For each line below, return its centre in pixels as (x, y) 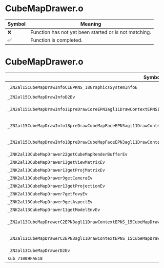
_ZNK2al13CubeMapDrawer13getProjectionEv (56, 186)
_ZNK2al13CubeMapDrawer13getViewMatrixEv (56, 162)
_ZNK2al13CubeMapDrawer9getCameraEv (50, 178)
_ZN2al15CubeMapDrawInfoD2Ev (41, 97)
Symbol (17, 24)
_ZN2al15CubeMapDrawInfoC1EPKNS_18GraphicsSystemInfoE (72, 87)
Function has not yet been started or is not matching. (91, 32)
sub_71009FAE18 (25, 258)
